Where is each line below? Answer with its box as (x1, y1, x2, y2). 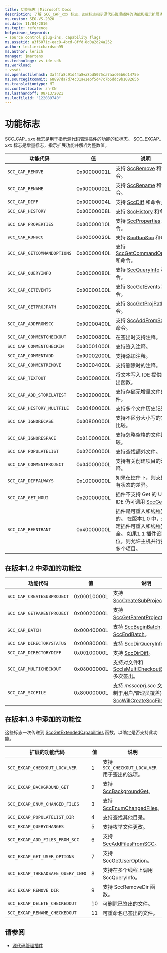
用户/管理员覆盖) (123, 690, 162, 696)
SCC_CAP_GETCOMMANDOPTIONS (7, 250, 72, 256)
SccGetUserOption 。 (102, 857, 152, 864)
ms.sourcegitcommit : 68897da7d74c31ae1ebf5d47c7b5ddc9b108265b (5, 77, 139, 82)
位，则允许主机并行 (115, 538, 161, 545)
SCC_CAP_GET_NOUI (7, 495, 49, 501)
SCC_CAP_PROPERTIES (7, 222, 54, 227)
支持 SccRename (115, 182, 155, 189)
